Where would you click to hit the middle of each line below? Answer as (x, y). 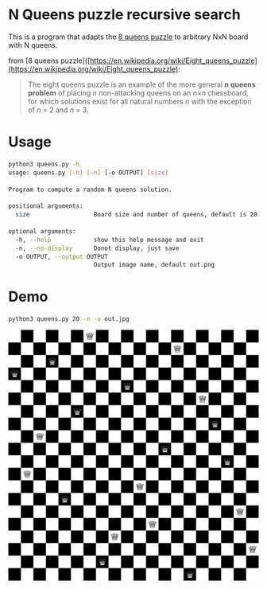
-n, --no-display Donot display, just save (97, 248)
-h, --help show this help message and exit (110, 240)
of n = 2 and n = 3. (58, 110)
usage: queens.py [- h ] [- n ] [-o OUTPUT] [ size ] (89, 173)
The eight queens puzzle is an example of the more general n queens (141, 84)
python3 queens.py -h (44, 164)
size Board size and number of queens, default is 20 (137, 215)
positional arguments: (46, 206)
